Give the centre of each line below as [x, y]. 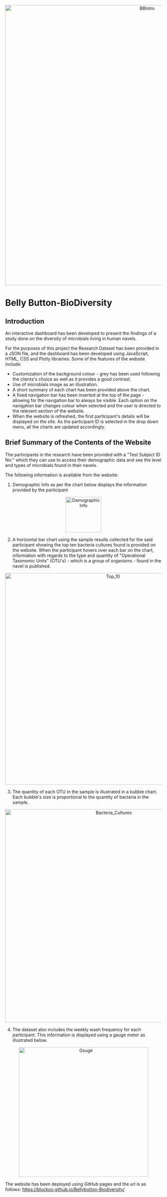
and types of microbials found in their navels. [51, 465]
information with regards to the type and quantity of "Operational [79, 555]
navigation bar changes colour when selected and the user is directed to [86, 405]
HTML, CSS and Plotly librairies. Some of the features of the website [75, 359]
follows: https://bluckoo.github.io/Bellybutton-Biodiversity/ [65, 1189]
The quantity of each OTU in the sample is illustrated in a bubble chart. [85, 792]
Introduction [25, 321]
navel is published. [32, 566]
